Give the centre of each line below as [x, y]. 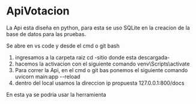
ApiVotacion [38, 11]
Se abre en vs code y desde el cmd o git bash [63, 46]
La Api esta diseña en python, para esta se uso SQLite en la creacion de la [98, 28]
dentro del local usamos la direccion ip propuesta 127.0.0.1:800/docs [100, 83]
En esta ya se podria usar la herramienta [56, 94]
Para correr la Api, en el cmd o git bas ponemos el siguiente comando [101, 70]
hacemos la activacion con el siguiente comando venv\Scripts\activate [102, 64]
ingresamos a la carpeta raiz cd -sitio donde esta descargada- [92, 57]
